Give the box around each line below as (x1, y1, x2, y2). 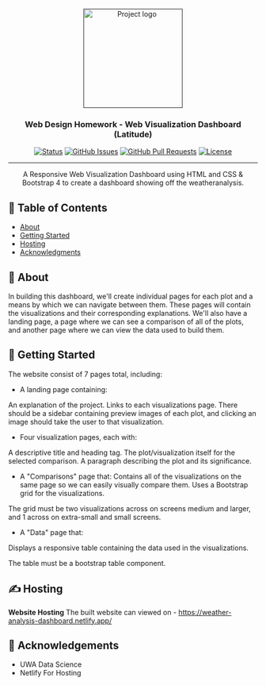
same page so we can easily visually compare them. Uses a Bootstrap (19, 479, 249, 489)
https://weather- (177, 607, 232, 617)
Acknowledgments (19, 248, 82, 257)
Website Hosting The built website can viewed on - (8, 607, 177, 617)
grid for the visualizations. (19, 488, 105, 498)
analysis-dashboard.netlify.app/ (8, 616, 112, 625)
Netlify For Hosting (19, 668, 82, 678)
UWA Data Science (19, 660, 82, 669)
